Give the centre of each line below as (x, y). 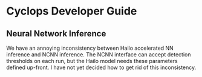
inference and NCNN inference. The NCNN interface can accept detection (99, 55)
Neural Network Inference (56, 34)
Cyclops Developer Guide (72, 11)
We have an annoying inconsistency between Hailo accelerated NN (90, 48)
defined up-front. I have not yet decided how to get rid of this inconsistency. (101, 67)
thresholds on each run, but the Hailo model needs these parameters (92, 61)
